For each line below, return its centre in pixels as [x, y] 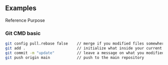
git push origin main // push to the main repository [74, 57]
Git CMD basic [23, 33]
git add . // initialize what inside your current [84, 48]
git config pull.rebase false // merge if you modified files [74, 44]
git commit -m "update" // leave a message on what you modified [85, 53]
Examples [21, 8]
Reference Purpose [25, 20]
